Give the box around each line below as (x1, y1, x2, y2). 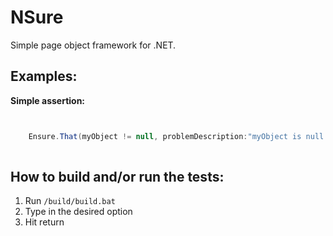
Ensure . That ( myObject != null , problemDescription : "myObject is (28, 131, 302, 141)
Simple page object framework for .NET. (10, 39, 177, 51)
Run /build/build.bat (24, 195, 116, 207)
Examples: (10, 68, 78, 85)
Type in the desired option (24, 206, 133, 218)
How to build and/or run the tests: (10, 168, 225, 185)
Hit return (24, 216, 65, 228)
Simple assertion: (10, 94, 86, 106)
